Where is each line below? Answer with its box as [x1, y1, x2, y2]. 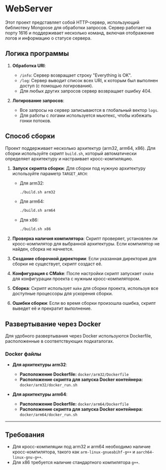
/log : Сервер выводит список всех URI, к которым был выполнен [19, 77, 158, 83]
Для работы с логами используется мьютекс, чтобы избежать [19, 112, 152, 118]
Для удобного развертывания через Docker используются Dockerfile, [5, 333, 152, 339]
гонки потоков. [19, 117, 51, 124]
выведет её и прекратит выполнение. [12, 305, 92, 312]
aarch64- [136, 450, 155, 455]
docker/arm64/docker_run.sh [19, 413, 78, 418]
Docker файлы [5, 350, 41, 357]
